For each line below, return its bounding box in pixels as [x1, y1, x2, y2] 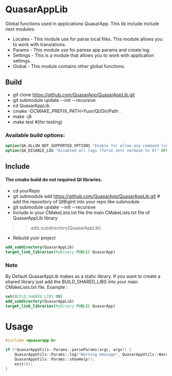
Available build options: [5, 132, 66, 139]
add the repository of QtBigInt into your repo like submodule [12, 199, 140, 205]
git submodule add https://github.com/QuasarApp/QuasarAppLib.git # [12, 193, 160, 199]
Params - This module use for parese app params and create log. [12, 47, 151, 53]
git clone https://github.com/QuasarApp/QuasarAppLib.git [12, 91, 135, 98]
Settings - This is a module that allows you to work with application [12, 52, 155, 58]
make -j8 [12, 113, 32, 119]
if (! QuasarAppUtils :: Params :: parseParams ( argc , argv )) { [5, 347, 132, 352]
